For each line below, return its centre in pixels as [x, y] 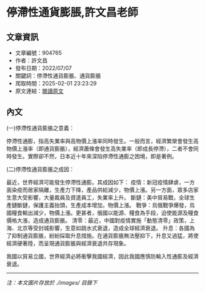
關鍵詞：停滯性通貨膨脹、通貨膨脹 [58, 76]
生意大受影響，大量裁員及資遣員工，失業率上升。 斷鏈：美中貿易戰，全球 [98, 197]
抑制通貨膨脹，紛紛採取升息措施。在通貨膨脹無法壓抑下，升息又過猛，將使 [105, 235]
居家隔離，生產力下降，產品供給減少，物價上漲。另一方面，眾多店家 [113, 189]
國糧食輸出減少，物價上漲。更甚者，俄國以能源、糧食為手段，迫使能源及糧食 [103, 213]
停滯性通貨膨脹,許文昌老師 [72, 13]
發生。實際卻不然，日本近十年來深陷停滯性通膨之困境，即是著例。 [94, 156]
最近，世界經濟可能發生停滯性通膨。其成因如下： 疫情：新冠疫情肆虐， [95, 182]
